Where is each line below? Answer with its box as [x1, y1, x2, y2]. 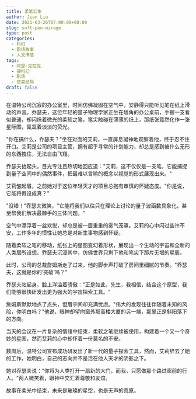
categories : [6, 36, 35, 41]
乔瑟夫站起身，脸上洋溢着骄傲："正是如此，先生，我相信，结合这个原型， [6, 281, 183, 288]
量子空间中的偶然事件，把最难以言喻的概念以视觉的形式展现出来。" [10, 170, 172, 177]
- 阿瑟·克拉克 [11, 63, 41, 69]
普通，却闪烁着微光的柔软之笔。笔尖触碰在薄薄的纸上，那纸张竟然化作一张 [10, 116, 190, 123]
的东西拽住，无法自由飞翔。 [6, 150, 73, 157]
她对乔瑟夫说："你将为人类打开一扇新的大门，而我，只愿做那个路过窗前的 [6, 367, 183, 374]
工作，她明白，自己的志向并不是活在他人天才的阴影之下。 [10, 355, 149, 362]
